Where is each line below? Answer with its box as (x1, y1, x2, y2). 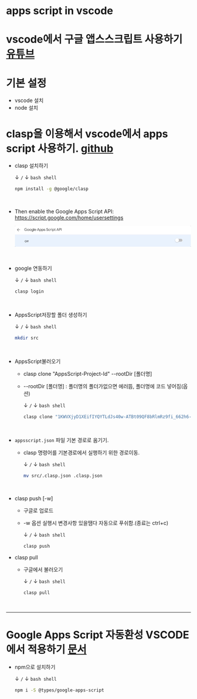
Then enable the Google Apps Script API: (14, 208, 114, 215)
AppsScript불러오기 (14, 358, 61, 365)
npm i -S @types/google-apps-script (14, 687, 104, 693)
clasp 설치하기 (14, 162, 49, 169)
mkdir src (14, 335, 39, 341)
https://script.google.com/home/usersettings (14, 214, 124, 221)
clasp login (14, 289, 44, 294)
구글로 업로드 (23, 507, 54, 514)
